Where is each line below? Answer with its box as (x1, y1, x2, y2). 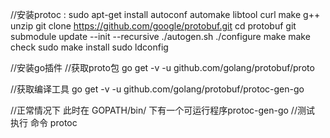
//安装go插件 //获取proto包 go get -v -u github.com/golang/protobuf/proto (10, 62, 315, 73)
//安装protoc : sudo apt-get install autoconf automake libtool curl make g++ (10, 9, 321, 20)
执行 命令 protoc (10, 117, 78, 128)
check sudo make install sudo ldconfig (10, 41, 169, 53)
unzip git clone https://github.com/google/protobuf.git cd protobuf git (10, 20, 297, 32)
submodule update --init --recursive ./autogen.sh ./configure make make (10, 31, 311, 42)
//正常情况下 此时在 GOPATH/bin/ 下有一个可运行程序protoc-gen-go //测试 (10, 104, 315, 116)
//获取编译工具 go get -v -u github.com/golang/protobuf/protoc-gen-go (10, 83, 305, 95)
